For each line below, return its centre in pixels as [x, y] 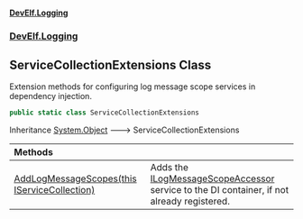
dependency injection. [51, 96]
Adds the [170, 168]
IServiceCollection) [55, 190]
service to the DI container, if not [220, 190]
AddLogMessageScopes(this [75, 178]
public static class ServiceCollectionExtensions [105, 113]
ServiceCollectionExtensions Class [110, 64]
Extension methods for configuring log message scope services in [133, 87]
